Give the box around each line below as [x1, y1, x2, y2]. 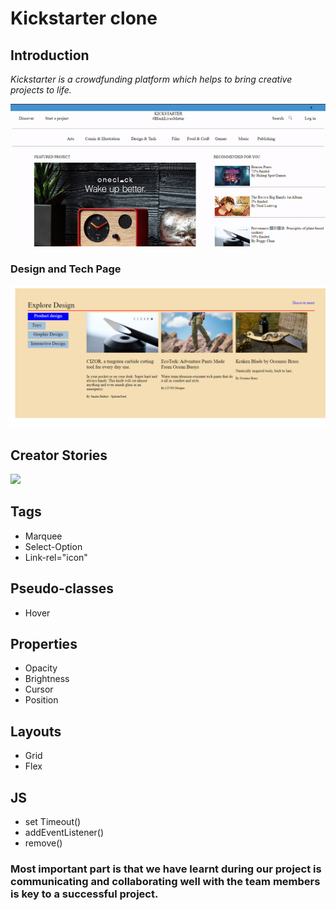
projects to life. [10, 84, 72, 96]
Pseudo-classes [10, 580, 114, 597]
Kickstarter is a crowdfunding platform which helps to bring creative [10, 73, 293, 85]
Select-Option [24, 540, 83, 552]
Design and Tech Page [10, 262, 122, 276]
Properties [10, 636, 78, 652]
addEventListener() [24, 827, 105, 839]
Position [24, 694, 59, 706]
